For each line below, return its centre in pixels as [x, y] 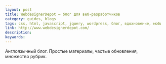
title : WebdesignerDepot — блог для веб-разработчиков [63, 14]
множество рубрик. [26, 56]
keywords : [15, 37]
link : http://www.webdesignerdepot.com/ [47, 28]
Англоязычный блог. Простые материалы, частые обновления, [72, 51]
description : [19, 32]
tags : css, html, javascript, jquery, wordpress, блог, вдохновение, [78, 23]
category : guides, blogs [31, 19]
